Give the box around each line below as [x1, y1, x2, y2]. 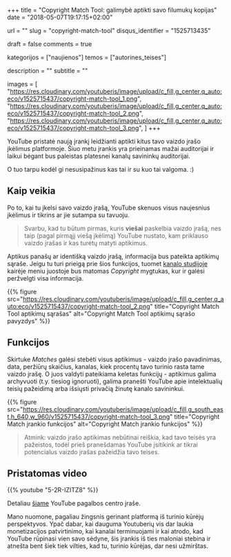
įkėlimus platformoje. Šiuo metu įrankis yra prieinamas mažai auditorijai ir [7, 145, 214, 152]
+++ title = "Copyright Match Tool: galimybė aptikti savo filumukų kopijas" [7, 6, 217, 14]
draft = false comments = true [7, 40, 92, 48]
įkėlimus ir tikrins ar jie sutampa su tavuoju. [7, 210, 130, 219]
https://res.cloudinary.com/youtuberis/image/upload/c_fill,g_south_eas [23, 405, 224, 413]
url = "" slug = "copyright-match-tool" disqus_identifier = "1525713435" [7, 27, 211, 34]
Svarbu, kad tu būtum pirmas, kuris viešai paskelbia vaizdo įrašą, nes [23, 224, 222, 232]
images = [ [7, 80, 38, 88]
